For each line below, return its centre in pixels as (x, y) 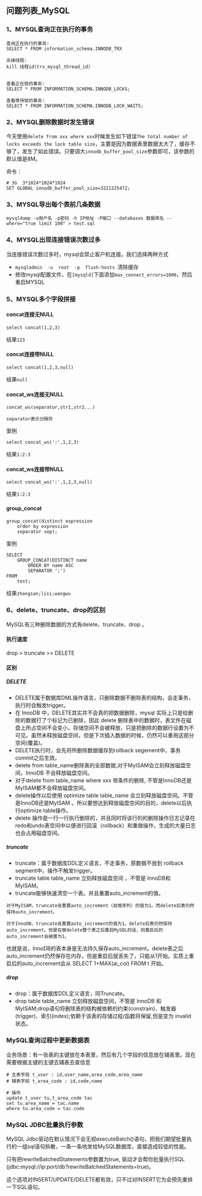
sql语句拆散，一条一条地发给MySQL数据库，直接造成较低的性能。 (108, 1147)
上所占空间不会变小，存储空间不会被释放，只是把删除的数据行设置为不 (107, 728)
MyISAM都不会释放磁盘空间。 (52, 788)
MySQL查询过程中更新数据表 (48, 1040)
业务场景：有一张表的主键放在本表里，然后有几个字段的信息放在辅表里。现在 (101, 1055)
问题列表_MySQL (38, 11)
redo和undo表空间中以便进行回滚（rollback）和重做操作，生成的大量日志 (105, 825)
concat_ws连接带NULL (35, 469)
